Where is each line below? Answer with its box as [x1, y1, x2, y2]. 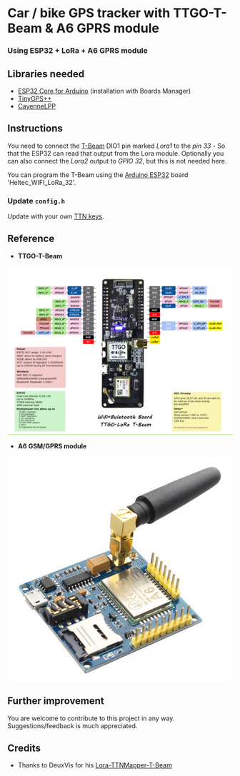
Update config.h [7, 196, 66, 206]
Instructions [7, 123, 63, 135]
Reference [7, 233, 55, 245]
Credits [7, 742, 41, 755]
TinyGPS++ [17, 94, 52, 103]
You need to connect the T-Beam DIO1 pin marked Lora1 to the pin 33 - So [7, 141, 226, 150]
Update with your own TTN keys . [7, 212, 105, 221]
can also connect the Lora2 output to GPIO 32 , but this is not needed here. [7, 156, 227, 165]
